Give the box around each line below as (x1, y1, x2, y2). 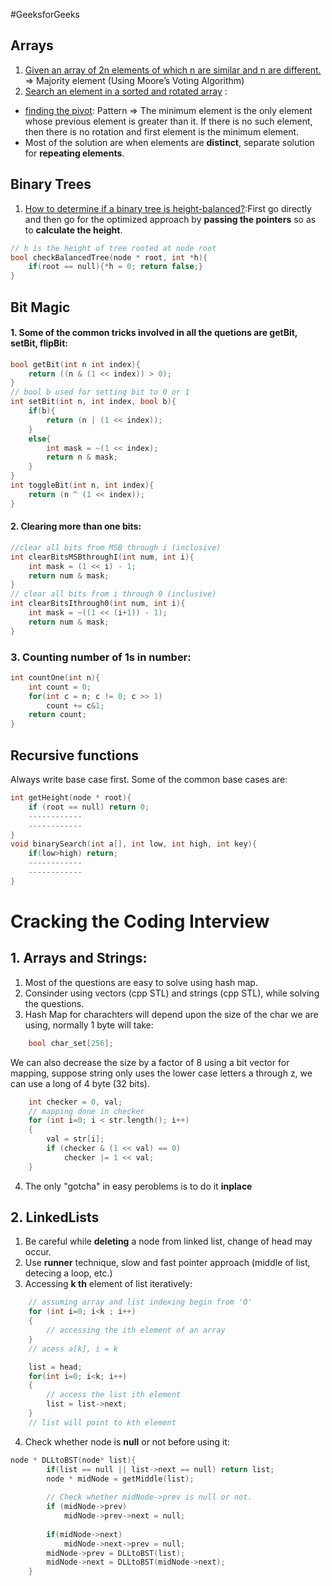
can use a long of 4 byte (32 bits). (10, 1077, 150, 1089)
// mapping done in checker (28, 1106, 145, 1116)
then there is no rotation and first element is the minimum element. (24, 125, 300, 138)
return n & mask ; (46, 452, 118, 463)
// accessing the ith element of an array (46, 1325, 226, 1336)
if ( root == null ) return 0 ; (28, 802, 150, 812)
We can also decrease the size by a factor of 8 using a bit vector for (10, 1056, 290, 1068)
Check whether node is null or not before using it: (24, 1435, 230, 1448)
